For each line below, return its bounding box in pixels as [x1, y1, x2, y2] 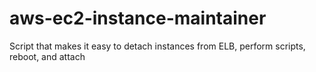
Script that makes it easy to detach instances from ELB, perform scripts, [9, 40, 306, 52]
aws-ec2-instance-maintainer [9, 7, 267, 30]
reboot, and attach [9, 50, 86, 62]
